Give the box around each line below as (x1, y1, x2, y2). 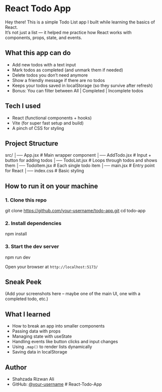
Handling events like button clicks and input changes (12, 339, 118, 345)
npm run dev (5, 254, 31, 260)
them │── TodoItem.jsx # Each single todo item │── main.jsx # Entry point (5, 163, 155, 168)
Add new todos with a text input (12, 62, 76, 67)
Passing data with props (12, 328, 61, 334)
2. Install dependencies (5, 220, 62, 227)
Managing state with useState (12, 333, 72, 339)
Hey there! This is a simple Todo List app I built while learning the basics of (5, 19, 155, 25)
